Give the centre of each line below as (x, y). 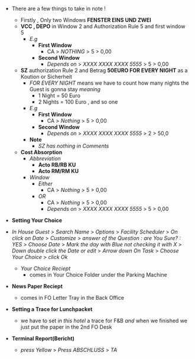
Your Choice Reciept (45, 268)
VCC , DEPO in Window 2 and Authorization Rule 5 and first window (103, 26)
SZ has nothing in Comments (74, 146)
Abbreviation (45, 158)
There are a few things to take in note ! (59, 9)
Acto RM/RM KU (58, 171)
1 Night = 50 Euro (59, 95)
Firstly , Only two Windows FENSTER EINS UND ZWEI (86, 20)
